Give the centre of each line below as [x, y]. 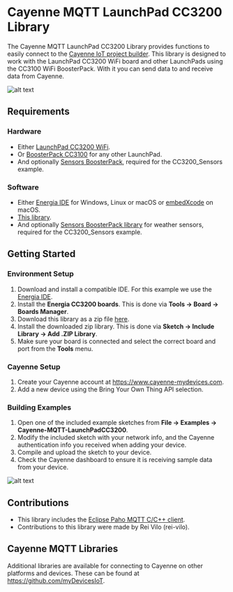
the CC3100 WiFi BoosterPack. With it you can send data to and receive [110, 68]
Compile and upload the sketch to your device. [84, 452]
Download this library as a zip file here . [73, 319]
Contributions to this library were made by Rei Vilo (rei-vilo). [103, 527]
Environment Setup [41, 274]
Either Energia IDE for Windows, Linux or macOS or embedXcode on [115, 202]
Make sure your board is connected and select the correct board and [116, 341]
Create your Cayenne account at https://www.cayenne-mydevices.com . [121, 382]
